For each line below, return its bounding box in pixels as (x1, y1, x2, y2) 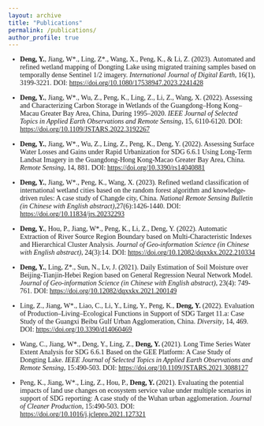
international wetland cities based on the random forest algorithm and (19, 186, 212, 195)
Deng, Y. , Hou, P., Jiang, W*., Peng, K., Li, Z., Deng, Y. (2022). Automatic (19, 225, 228, 234)
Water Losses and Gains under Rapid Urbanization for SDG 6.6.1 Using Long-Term (19, 148, 252, 156)
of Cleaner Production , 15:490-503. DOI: (19, 402, 136, 411)
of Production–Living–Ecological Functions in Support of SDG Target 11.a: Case (19, 309, 245, 318)
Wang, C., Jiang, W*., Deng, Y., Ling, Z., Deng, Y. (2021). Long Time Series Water (19, 340, 251, 349)
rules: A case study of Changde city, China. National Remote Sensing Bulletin (39, 194, 254, 203)
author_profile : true (8, 33, 80, 42)
